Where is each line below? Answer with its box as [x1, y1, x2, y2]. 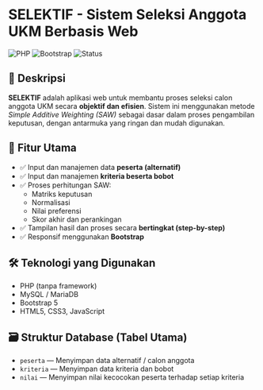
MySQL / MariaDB [19, 290, 79, 299]
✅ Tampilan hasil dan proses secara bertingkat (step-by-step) [19, 222, 226, 232]
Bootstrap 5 [19, 298, 59, 307]
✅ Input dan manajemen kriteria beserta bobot [19, 171, 174, 180]
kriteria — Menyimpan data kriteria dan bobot [19, 364, 174, 374]
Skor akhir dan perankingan [31, 214, 122, 224]
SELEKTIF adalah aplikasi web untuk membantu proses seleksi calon [8, 93, 233, 102]
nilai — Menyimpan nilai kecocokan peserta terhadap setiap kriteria [19, 373, 244, 382]
